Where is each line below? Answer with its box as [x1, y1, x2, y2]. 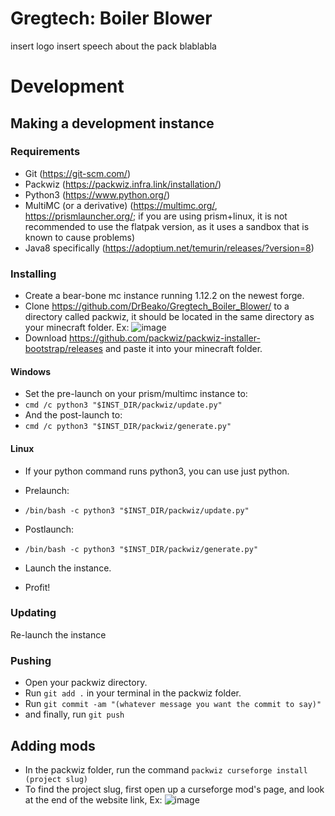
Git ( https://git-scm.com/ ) [24, 167, 132, 179]
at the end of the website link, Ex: [24, 793, 163, 806]
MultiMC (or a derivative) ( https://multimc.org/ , [24, 199, 218, 211]
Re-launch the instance [10, 628, 107, 641]
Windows [10, 365, 51, 377]
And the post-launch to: [24, 409, 123, 421]
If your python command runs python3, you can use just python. [24, 465, 290, 477]
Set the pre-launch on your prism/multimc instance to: [24, 388, 248, 400]
